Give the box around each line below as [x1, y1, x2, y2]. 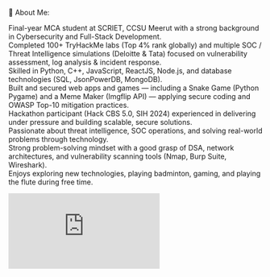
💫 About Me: [8, 8, 50, 17]
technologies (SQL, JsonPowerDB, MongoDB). [8, 75, 163, 84]
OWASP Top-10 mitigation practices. [8, 101, 129, 110]
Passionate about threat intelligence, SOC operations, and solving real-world [8, 126, 263, 135]
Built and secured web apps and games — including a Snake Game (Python [8, 83, 260, 93]
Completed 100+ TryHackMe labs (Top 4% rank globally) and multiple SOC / [8, 40, 262, 50]
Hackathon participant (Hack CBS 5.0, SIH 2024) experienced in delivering [8, 109, 256, 118]
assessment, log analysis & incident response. [8, 57, 162, 67]
